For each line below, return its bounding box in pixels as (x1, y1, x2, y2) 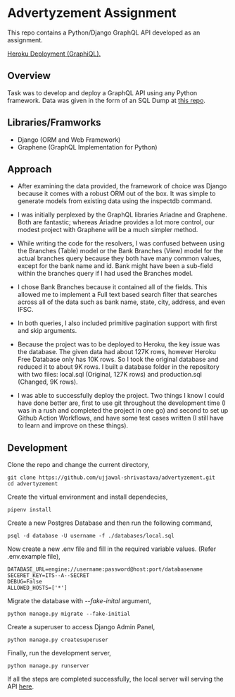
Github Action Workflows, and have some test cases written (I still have (17, 414, 224, 423)
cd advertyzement (7, 480, 58, 487)
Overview (7, 70, 51, 82)
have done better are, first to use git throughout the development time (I (17, 399, 227, 407)
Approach (7, 163, 52, 175)
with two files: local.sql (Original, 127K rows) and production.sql (17, 370, 202, 379)
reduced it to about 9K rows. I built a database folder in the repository (17, 363, 220, 371)
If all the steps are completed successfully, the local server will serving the (7, 675, 224, 684)
